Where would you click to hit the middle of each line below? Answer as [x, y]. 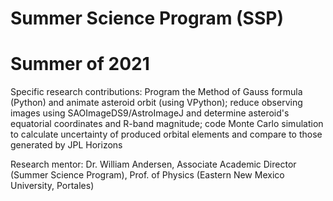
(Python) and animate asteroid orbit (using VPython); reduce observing [156, 103]
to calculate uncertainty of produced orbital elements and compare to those [166, 134]
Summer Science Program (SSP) [147, 18]
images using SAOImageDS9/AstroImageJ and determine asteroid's [150, 113]
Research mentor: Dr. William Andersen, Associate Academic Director [153, 164]
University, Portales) [52, 186]
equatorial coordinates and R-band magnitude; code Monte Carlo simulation [167, 124]
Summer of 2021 [80, 64]
